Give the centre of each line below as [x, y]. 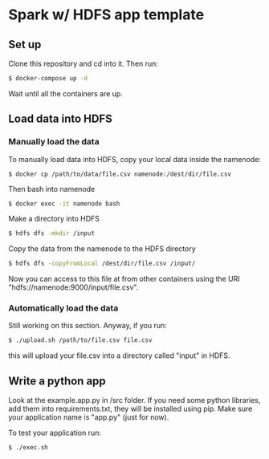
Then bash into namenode [52, 189]
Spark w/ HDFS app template [106, 15]
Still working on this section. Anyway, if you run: [88, 326]
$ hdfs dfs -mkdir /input [51, 234]
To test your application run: [55, 433]
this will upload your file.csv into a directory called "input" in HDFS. [119, 355]
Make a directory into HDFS [54, 219]
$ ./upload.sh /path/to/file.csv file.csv [80, 340]
